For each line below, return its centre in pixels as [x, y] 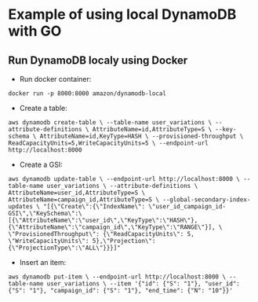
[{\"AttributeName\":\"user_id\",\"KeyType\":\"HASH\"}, [103, 220]
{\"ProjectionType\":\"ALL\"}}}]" [65, 248]
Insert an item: [43, 262]
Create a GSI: [41, 164]
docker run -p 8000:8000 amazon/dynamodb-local [87, 94]
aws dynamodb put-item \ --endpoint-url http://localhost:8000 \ [117, 277]
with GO [35, 31]
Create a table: [44, 108]
